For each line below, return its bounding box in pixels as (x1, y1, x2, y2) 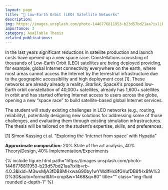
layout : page (5, 7, 32, 13)
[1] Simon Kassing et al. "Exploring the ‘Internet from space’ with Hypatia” (5, 133, 156, 139)
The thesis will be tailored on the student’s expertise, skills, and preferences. (5, 123, 163, 129)
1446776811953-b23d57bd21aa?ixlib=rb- (5, 163, 90, 169)
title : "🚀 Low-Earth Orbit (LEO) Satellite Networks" (5, 12, 120, 17)
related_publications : (5, 36, 52, 41)
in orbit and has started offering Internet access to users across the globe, (5, 91, 158, 98)
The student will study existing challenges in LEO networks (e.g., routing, (5, 107, 156, 113)
